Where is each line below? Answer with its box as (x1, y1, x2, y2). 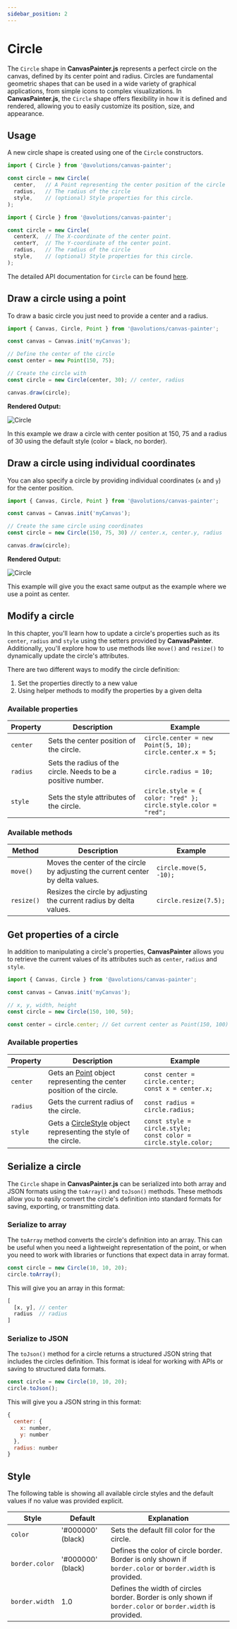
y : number (20, 1431, 49, 1438)
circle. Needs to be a (48, 766, 116, 776)
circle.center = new (144, 734, 213, 742)
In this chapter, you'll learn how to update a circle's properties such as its (7, 629, 220, 637)
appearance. (7, 109, 44, 117)
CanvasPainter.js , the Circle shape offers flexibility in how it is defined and (7, 94, 227, 102)
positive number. (48, 775, 104, 785)
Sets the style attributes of (48, 792, 136, 802)
